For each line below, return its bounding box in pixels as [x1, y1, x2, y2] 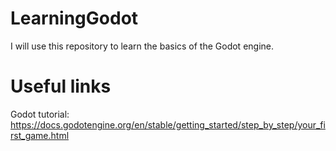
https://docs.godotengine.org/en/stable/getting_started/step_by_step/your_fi [10, 118, 326, 131]
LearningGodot [10, 7, 139, 30]
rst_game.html [10, 129, 70, 141]
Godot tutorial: [10, 108, 70, 120]
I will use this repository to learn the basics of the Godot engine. [10, 40, 275, 52]
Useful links [10, 75, 112, 98]
